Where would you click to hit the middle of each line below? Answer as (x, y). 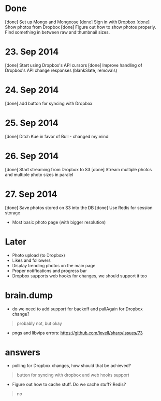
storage (13, 213)
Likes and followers (31, 260)
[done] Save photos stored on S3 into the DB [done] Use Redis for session (79, 208)
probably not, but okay (39, 323)
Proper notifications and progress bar (49, 271)
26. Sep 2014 (32, 156)
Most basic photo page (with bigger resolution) (59, 222)
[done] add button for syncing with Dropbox (49, 103)
